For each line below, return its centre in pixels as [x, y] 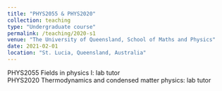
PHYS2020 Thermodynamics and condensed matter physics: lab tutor [109, 80]
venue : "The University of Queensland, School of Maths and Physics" [112, 40]
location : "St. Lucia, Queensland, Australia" [77, 53]
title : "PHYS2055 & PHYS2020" [52, 14]
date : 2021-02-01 [33, 46]
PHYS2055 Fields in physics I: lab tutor [64, 72]
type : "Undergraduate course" [52, 27]
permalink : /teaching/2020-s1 [52, 33]
